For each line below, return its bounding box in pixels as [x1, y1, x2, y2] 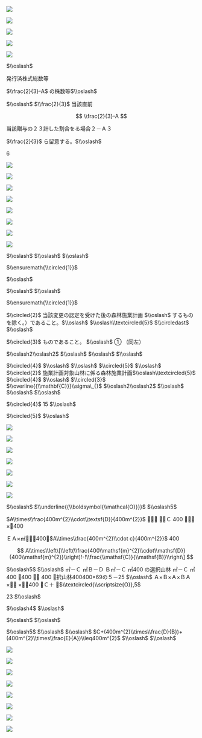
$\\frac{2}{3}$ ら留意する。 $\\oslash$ [6, 138, 102, 145]
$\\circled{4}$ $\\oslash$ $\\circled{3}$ [6, 376, 106, 383]
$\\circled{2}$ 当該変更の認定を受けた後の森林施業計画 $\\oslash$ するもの [6, 312, 194, 318]
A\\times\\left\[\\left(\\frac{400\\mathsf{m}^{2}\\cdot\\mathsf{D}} [25, 547, 186, 554]
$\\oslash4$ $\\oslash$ [6, 605, 65, 612]
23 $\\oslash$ [6, 593, 41, 600]
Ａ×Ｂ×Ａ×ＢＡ [153, 574, 191, 580]
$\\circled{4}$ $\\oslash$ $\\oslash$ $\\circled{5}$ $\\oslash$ [6, 362, 162, 369]
